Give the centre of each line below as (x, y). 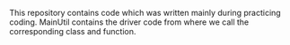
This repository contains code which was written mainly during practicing (145, 13)
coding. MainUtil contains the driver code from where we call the (129, 22)
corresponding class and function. (73, 31)
